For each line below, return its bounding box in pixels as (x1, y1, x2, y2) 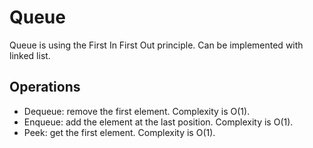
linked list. (9, 49, 51, 61)
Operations (9, 79, 81, 96)
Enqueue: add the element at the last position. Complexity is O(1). (23, 116, 294, 128)
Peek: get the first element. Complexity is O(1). (23, 126, 216, 138)
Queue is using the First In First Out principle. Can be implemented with (9, 39, 304, 51)
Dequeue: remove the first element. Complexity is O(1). (23, 105, 251, 117)
